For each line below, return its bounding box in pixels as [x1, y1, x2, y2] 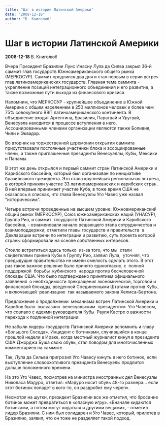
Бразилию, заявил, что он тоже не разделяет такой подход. [5, 415, 131, 421]
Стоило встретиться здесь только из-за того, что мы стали [5, 247, 132, 253]
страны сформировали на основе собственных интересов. [5, 237, 130, 244]
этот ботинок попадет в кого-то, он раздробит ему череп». [5, 385, 130, 391]
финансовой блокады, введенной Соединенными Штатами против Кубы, [5, 284, 159, 290]
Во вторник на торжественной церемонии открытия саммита [5, 140, 135, 146]
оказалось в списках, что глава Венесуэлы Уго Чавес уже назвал [5, 192, 143, 197]
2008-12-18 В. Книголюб [5, 54, 58, 60]
